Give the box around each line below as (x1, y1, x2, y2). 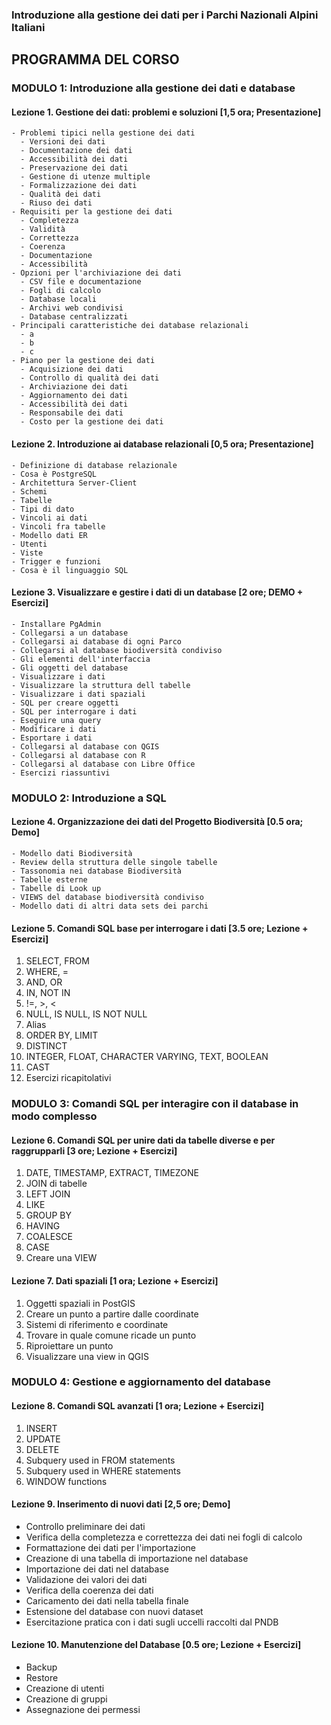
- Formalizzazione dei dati (20, 181, 138, 191)
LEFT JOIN (25, 1188, 71, 1200)
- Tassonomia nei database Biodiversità (11, 866, 183, 876)
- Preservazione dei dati (20, 163, 129, 173)
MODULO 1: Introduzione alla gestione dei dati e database (11, 81, 296, 95)
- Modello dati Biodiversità (11, 848, 133, 858)
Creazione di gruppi (25, 1693, 108, 1705)
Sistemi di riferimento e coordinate (25, 1318, 169, 1330)
